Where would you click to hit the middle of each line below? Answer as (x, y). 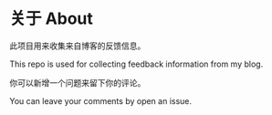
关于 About (52, 19)
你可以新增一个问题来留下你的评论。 (78, 82)
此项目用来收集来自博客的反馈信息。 (78, 46)
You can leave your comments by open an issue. (101, 100)
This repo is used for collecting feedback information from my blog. (136, 64)
